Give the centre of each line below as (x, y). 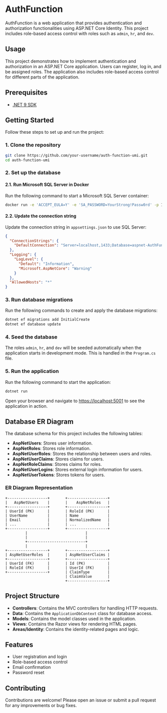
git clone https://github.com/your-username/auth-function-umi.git (77, 155)
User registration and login (40, 657)
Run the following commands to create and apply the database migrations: (81, 311)
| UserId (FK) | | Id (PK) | (58, 563)
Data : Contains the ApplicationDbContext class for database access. (82, 613)
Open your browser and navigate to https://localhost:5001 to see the (75, 401)
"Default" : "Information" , (46, 264)
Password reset (28, 673)
